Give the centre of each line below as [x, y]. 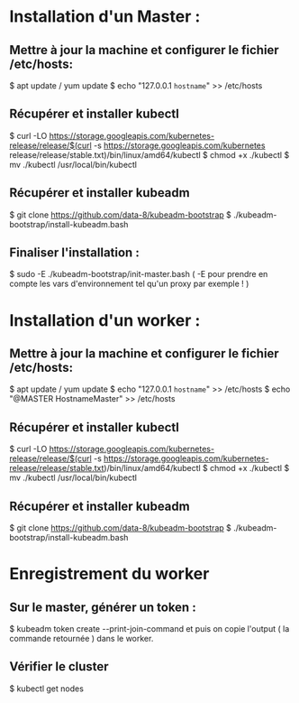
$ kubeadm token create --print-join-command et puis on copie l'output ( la [149, 629]
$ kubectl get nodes [46, 689]
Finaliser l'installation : [74, 253]
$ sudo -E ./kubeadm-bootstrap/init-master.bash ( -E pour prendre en [139, 274]
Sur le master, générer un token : [103, 607]
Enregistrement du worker [109, 574]
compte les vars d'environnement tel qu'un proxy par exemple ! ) [129, 284]
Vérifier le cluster [59, 666]
